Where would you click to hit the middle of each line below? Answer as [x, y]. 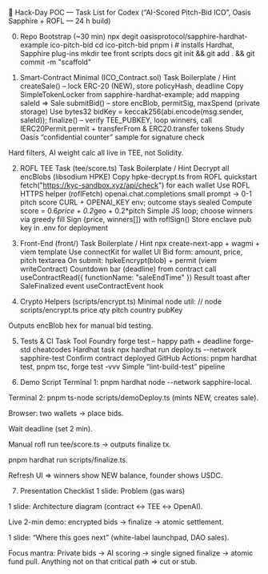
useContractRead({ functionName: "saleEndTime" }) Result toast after [135, 277]
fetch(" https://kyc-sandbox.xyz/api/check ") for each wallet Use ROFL [135, 185]
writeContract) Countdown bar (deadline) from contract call [118, 269]
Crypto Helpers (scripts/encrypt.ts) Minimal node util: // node [121, 301]
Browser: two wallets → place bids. [66, 413]
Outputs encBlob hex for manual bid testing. [81, 325]
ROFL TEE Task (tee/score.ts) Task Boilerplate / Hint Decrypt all [124, 168]
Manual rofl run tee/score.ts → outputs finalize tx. [90, 444]
